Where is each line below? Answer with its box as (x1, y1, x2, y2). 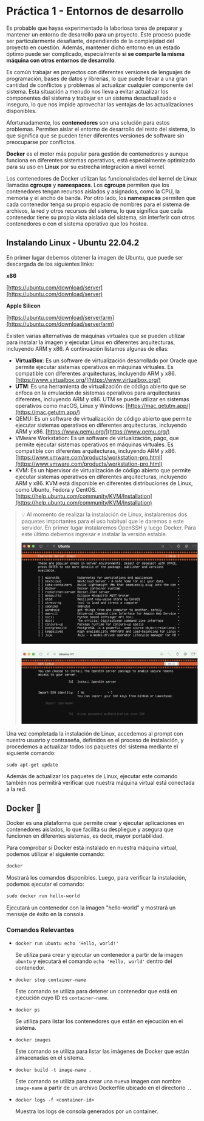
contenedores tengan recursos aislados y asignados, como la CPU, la (6, 187, 180, 195)
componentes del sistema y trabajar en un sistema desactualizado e (6, 94, 177, 102)
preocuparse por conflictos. (6, 138, 76, 145)
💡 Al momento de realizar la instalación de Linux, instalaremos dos (21, 511, 188, 518)
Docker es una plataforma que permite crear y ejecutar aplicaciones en (6, 819, 185, 827)
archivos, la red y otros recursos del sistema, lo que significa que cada (6, 207, 183, 214)
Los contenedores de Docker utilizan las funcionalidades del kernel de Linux (6, 174, 197, 182)
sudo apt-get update (6, 762, 59, 768)
